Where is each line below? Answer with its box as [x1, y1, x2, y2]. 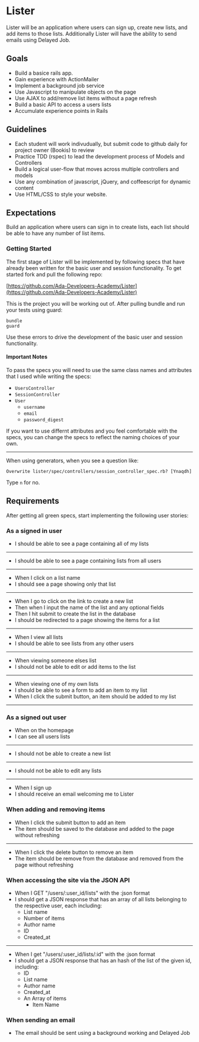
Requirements [6, 496, 59, 506]
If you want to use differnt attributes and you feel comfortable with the [6, 427, 178, 434]
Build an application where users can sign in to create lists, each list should [6, 224, 190, 231]
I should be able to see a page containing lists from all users [14, 557, 162, 564]
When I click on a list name [14, 574, 81, 581]
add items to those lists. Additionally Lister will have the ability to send [6, 30, 177, 37]
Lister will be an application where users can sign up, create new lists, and [6, 24, 188, 31]
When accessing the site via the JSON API [6, 876, 130, 884]
